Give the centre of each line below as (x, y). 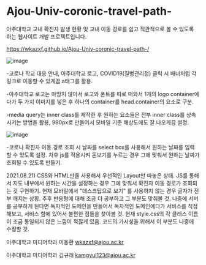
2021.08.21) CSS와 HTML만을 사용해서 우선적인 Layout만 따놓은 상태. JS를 (97, 175)
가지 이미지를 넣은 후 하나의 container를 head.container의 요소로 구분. (109, 102)
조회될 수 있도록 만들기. (34, 162)
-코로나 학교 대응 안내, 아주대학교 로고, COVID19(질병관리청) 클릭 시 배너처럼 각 (101, 73)
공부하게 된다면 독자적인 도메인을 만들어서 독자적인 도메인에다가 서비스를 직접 (105, 206)
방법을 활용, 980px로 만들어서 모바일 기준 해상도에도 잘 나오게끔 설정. (105, 122)
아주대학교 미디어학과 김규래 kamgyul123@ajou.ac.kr (71, 255)
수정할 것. (18, 229)
